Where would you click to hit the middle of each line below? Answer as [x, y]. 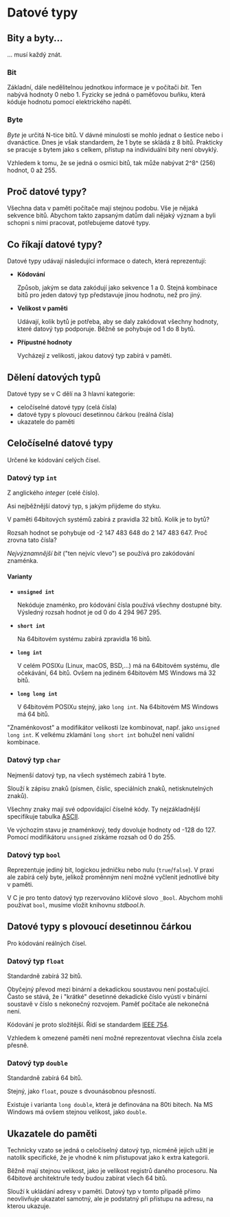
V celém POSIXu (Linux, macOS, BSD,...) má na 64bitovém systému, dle [118, 666]
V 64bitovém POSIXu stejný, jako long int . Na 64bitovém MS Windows [117, 707]
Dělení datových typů [54, 377]
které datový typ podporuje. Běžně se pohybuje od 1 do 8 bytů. [106, 329]
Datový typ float [36, 961]
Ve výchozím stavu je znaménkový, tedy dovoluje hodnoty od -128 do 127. [112, 830]
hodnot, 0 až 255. [32, 170]
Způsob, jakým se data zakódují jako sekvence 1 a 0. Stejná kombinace [117, 288]
